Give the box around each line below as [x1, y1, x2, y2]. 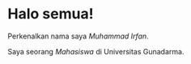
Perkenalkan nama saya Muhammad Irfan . [7, 31, 149, 41]
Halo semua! [7, 5, 94, 23]
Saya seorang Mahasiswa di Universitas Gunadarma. [7, 46, 185, 56]
